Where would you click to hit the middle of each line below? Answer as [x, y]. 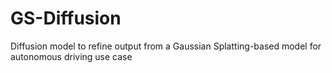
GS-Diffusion [66, 18]
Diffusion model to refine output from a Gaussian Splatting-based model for [166, 46]
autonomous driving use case [71, 56]
